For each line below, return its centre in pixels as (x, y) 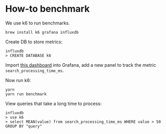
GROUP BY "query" (24, 126)
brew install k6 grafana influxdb (42, 32)
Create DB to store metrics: (34, 42)
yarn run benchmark (26, 94)
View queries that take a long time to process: (54, 103)
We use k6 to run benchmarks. (38, 23)
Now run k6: (18, 80)
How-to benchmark (48, 9)
